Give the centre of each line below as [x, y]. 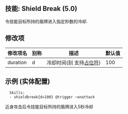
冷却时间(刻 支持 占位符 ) [74, 62]
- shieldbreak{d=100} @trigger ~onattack [52, 97]
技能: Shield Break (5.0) [41, 9]
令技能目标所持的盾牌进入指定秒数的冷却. [46, 21]
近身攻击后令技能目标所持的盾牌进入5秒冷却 [49, 107]
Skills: [17, 93]
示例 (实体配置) [28, 82]
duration [17, 62]
